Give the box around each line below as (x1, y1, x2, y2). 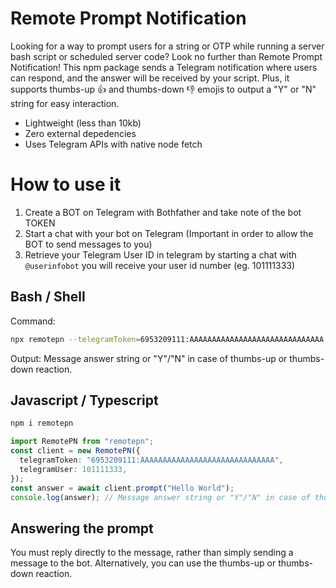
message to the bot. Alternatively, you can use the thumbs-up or (10, 557, 277, 569)
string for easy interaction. (10, 97, 120, 109)
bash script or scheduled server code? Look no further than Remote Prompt (10, 50, 323, 62)
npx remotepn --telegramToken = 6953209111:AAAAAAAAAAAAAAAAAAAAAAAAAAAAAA (10, 334, 325, 344)
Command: (10, 315, 56, 327)
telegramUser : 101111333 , (19, 464, 128, 474)
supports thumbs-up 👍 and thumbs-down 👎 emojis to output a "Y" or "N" (10, 83, 317, 95)
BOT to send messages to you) (24, 238, 153, 250)
